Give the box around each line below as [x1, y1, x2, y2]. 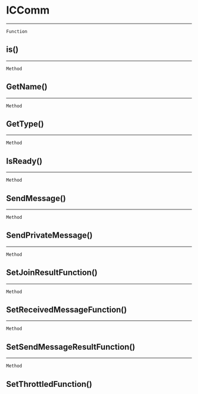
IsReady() [6, 156, 43, 166]
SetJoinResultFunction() [6, 268, 98, 278]
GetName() [6, 82, 48, 92]
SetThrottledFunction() [6, 379, 93, 389]
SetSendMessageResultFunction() [6, 342, 136, 352]
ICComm [6, 4, 50, 17]
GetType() [6, 119, 44, 129]
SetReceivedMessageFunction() [6, 305, 127, 315]
